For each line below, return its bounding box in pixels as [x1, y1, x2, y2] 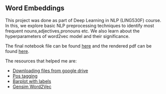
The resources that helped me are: [5, 57, 77, 64]
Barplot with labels [12, 78, 51, 84]
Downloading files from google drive [12, 67, 89, 73]
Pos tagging [12, 72, 38, 79]
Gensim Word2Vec [12, 83, 52, 89]
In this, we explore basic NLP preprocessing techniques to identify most [5, 22, 154, 28]
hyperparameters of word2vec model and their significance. [5, 33, 130, 39]
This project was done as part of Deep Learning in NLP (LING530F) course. [5, 17, 161, 23]
